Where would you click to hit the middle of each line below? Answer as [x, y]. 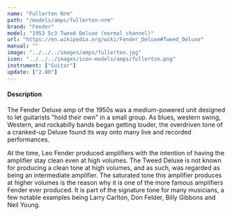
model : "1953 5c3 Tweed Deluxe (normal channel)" [81, 33]
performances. [29, 139]
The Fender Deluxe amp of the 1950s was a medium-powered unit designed [116, 109]
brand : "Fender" [31, 26]
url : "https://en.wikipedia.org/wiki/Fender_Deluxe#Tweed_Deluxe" [106, 40]
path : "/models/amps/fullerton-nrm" [60, 20]
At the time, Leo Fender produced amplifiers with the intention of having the [116, 153]
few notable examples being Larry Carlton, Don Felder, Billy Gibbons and [111, 197]
